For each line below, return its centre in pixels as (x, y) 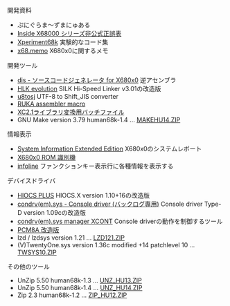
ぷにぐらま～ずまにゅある (54, 25)
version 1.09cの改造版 (55, 212)
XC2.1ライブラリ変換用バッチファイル (71, 112)
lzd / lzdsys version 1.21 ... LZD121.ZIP (71, 238)
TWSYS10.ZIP (37, 252)
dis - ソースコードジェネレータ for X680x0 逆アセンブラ (97, 80)
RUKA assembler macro (51, 104)
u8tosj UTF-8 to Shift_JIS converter (68, 96)
